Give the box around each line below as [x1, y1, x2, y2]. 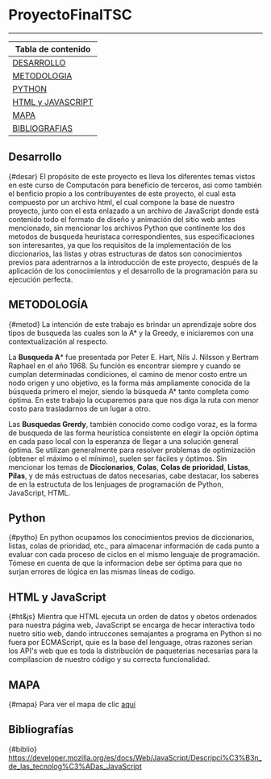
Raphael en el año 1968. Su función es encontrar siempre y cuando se [8, 361, 241, 371]
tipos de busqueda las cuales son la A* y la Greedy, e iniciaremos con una [8, 328, 254, 337]
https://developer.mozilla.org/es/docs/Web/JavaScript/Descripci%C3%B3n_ [8, 752, 262, 762]
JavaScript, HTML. [8, 488, 71, 497]
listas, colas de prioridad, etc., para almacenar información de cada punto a [8, 541, 260, 551]
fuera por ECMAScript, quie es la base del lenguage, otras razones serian [8, 638, 252, 647]
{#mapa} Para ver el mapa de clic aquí [8, 700, 135, 709]
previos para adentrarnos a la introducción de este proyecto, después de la [8, 257, 259, 267]
